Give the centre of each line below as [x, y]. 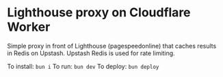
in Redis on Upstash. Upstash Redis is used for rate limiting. [91, 53]
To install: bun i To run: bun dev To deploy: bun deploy [83, 66]
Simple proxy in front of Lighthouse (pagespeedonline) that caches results [112, 46]
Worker [29, 27]
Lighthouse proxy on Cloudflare [99, 13]
